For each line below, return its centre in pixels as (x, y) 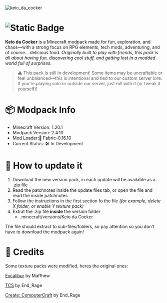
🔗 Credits (25, 252)
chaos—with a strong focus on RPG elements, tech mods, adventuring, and (82, 47)
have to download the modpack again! (44, 232)
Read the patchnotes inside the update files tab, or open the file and (82, 190)
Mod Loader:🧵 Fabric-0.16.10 (42, 138)
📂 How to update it (44, 166)
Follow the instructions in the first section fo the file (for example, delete (86, 201)
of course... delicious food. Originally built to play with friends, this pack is (82, 52)
